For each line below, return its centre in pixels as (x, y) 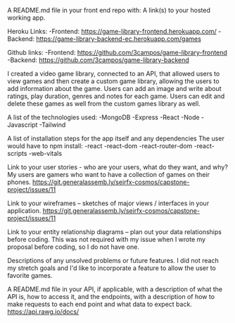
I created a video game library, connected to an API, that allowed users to (114, 74)
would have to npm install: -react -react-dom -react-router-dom (100, 146)
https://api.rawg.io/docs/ (43, 312)
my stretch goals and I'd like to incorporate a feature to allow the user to (112, 268)
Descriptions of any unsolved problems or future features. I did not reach (113, 261)
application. (24, 211)
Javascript (23, 125)
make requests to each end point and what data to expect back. (100, 304)
